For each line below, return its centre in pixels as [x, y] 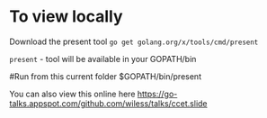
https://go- [157, 94]
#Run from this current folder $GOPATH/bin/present [106, 76]
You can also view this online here [72, 94]
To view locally [66, 17]
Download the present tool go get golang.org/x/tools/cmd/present [134, 41]
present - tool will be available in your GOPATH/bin [103, 59]
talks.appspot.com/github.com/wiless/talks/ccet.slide [109, 103]
